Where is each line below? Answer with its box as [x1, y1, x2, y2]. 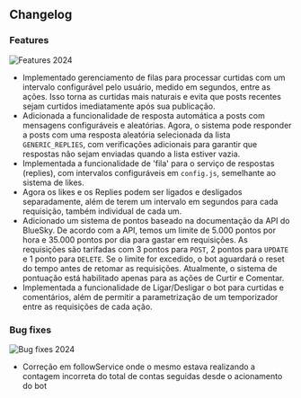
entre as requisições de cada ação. [22, 301, 153, 312]
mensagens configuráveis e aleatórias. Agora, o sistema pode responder [22, 119, 292, 130]
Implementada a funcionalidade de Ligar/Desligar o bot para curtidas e [22, 282, 285, 293]
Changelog [9, 7, 73, 22]
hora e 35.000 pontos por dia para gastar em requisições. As [22, 234, 249, 245]
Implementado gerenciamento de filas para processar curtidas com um [22, 72, 286, 83]
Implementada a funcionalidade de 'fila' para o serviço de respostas [22, 157, 275, 169]
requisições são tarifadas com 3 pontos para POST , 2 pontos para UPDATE [22, 243, 289, 254]
